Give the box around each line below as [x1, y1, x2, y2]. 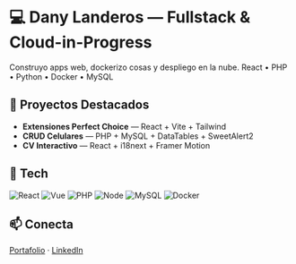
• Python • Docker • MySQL [9, 71, 114, 81]
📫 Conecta [9, 217, 74, 232]
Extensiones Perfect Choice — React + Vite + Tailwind [22, 121, 227, 132]
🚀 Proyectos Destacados [9, 98, 150, 113]
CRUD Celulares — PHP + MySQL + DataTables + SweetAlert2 [22, 131, 254, 141]
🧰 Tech [9, 166, 49, 182]
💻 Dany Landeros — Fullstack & [9, 7, 251, 28]
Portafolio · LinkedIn [9, 245, 83, 256]
